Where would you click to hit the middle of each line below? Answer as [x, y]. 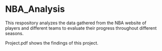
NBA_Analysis [35, 9]
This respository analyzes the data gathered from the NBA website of [76, 23]
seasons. [14, 33]
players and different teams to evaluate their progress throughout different [81, 28]
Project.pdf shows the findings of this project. [52, 43]
